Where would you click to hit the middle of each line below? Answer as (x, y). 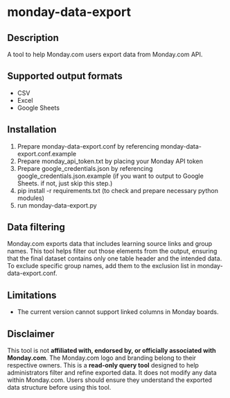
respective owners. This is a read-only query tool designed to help (103, 365)
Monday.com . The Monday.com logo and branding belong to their (101, 358)
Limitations (32, 295)
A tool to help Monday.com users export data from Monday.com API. (105, 54)
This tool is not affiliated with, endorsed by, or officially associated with (112, 351)
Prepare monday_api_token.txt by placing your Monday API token (110, 161)
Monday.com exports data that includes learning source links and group (110, 244)
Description (33, 38)
